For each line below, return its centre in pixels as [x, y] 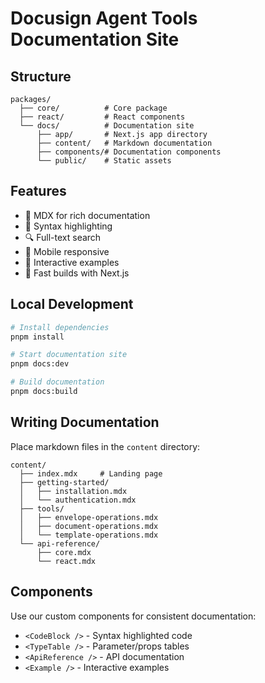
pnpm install [37, 337]
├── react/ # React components [102, 117]
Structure [41, 76]
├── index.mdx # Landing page [91, 473]
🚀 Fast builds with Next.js [77, 273]
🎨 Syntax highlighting [68, 226]
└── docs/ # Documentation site [107, 126]
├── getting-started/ [64, 482]
